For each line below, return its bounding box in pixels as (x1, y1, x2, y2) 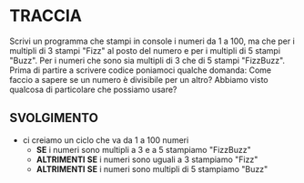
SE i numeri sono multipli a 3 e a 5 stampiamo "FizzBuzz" (35, 144, 252, 155)
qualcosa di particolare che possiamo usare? (9, 84, 177, 95)
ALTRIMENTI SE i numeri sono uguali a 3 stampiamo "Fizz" (35, 154, 258, 165)
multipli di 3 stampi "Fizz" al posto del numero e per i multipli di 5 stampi (9, 45, 280, 56)
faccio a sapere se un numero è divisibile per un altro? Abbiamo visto (9, 74, 269, 85)
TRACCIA (9, 5, 82, 26)
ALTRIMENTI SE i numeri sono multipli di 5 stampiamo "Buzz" (35, 163, 269, 174)
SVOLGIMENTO (9, 110, 98, 126)
